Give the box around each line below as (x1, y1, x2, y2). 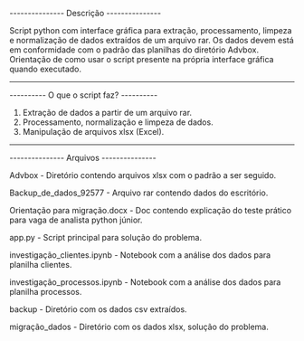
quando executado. (9, 63, 82, 74)
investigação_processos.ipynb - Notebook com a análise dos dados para (9, 277, 281, 288)
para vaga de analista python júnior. (9, 214, 143, 225)
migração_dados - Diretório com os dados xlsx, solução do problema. (9, 321, 269, 332)
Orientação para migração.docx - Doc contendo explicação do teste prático (9, 205, 292, 215)
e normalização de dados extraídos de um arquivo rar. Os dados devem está (9, 35, 294, 45)
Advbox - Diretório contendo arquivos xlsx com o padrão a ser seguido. (9, 170, 277, 180)
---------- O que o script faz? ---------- (9, 90, 158, 100)
